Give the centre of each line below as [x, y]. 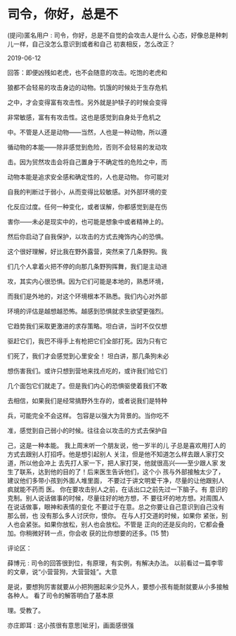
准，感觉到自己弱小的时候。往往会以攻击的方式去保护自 [87, 430]
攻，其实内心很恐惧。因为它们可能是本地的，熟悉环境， [87, 281]
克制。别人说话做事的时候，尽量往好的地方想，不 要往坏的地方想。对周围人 [116, 498]
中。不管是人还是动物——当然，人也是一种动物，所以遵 [87, 132]
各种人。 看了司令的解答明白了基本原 [60, 595]
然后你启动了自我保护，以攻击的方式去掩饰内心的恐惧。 [87, 237]
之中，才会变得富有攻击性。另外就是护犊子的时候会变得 [87, 102]
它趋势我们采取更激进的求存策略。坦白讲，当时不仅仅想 [87, 326]
